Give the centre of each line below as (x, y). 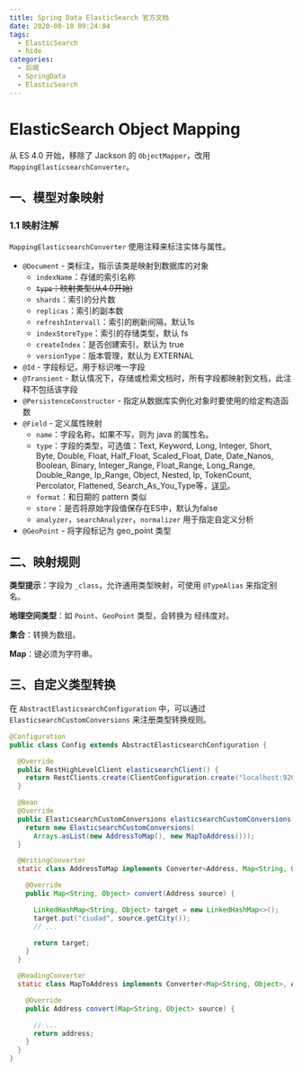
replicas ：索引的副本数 (80, 310)
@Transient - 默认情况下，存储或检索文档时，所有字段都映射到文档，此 (153, 378)
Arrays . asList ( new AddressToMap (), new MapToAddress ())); (144, 836)
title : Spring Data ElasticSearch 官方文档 (89, 18)
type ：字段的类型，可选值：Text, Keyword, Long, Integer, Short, (154, 445)
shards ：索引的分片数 (75, 300)
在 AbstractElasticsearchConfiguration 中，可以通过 (108, 708)
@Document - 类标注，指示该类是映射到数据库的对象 (115, 265)
